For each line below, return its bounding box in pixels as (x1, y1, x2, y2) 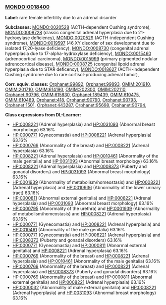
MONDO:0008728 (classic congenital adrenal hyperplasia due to (5, 30, 137, 36)
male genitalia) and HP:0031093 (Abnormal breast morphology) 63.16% (12, 158, 159, 164)
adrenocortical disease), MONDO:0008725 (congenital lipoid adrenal (5, 61, 146, 67)
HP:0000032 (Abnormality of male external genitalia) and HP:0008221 (12, 285, 156, 291)
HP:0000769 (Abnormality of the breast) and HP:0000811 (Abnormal (12, 274, 152, 280)
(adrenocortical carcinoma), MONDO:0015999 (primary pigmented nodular (5, 56, 158, 62)
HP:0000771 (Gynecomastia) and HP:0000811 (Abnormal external (12, 243, 146, 249)
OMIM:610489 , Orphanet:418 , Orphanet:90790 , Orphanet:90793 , (5, 97, 137, 103)
